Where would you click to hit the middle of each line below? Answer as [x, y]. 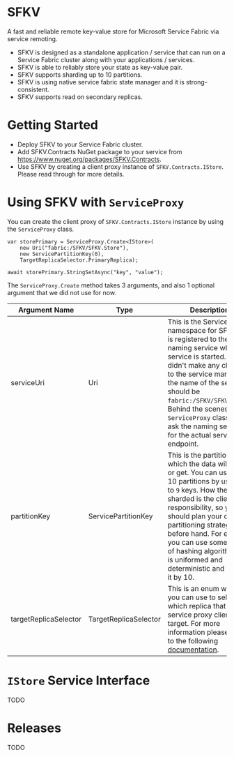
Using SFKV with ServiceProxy [96, 202]
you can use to [192, 597]
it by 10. [181, 577]
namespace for [192, 330]
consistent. [33, 89]
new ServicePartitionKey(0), [62, 254]
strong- [196, 82]
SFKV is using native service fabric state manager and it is [101, 82]
